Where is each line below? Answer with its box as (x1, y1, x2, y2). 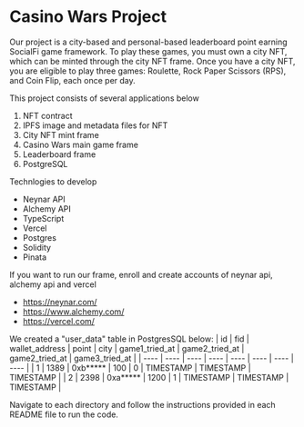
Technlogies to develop (9, 175, 97, 187)
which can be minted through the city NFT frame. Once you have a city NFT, (9, 55, 296, 66)
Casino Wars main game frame (22, 139, 139, 150)
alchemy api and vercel (9, 279, 97, 290)
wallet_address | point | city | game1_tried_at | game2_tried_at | (9, 343, 245, 353)
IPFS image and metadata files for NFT (22, 120, 168, 131)
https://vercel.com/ (22, 315, 96, 326)
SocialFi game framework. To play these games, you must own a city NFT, (9, 45, 288, 56)
